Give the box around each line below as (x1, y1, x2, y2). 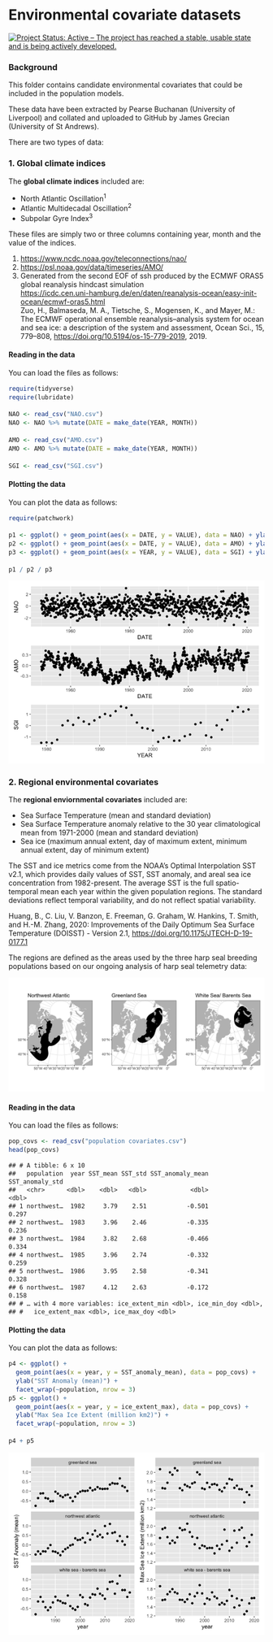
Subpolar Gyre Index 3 (19, 211, 93, 223)
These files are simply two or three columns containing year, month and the (8, 229, 262, 239)
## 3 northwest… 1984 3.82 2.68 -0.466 (8, 1234, 209, 1243)
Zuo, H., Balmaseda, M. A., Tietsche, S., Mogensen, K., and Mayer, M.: (19, 305, 256, 315)
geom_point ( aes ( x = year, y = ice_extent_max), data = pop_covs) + (15, 1402, 249, 1411)
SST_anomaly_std (8, 1177, 63, 1186)
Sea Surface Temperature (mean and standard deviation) (19, 810, 211, 820)
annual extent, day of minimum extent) (19, 845, 149, 855)
